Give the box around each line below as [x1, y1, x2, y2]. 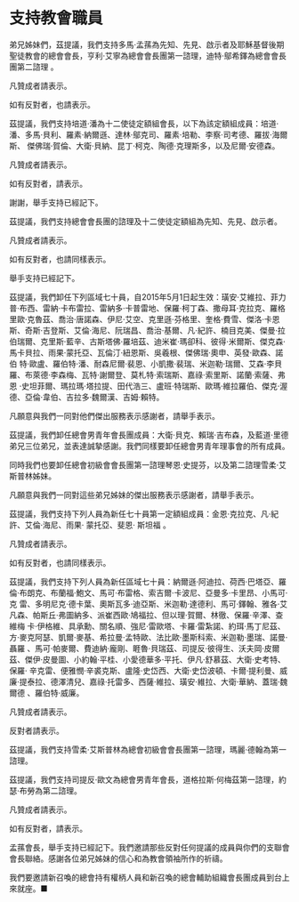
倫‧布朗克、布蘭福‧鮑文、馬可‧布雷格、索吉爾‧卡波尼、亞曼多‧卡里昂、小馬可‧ [9, 587, 288, 598]
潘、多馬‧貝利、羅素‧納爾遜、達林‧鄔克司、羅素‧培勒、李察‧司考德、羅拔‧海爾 [9, 129, 288, 140]
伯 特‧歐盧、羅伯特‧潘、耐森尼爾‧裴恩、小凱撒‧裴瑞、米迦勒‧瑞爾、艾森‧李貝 [9, 358, 283, 369]
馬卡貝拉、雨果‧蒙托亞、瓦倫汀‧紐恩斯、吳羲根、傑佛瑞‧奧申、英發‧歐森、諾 [9, 347, 284, 358]
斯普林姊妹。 [9, 471, 56, 481]
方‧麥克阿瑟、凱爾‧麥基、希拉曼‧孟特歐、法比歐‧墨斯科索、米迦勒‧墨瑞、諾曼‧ [9, 632, 288, 642]
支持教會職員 [9, 8, 104, 28]
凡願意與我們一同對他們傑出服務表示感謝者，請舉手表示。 [9, 410, 220, 421]
